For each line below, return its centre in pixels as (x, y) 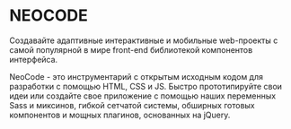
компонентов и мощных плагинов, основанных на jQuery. (120, 115)
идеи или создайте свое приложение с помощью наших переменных (143, 96)
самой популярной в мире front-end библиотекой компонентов (131, 49)
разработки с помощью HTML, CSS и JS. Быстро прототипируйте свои (146, 86)
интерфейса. (34, 59)
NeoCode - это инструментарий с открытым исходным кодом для (136, 76)
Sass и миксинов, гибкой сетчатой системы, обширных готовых (132, 105)
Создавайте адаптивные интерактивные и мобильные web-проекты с (144, 40)
